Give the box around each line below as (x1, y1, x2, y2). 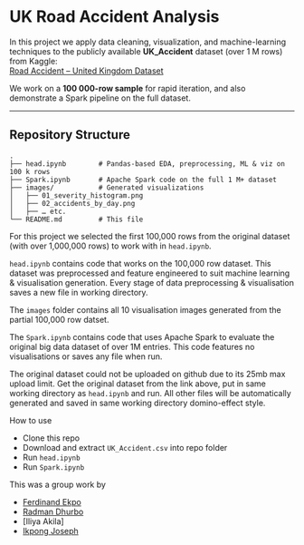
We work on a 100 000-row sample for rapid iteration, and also (9, 83, 246, 93)
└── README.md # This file (9, 215, 144, 224)
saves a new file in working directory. (9, 287, 148, 297)
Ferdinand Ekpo (22, 496, 81, 507)
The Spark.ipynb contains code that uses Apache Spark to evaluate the (9, 331, 275, 342)
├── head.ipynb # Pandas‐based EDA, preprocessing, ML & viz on (9, 159, 285, 169)
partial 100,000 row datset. (9, 314, 109, 325)
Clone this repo (22, 433, 80, 443)
